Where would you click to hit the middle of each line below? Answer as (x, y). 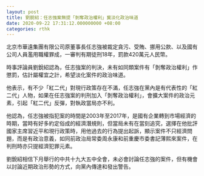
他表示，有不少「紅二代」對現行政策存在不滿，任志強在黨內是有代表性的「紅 (102, 88)
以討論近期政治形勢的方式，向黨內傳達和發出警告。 (70, 167)
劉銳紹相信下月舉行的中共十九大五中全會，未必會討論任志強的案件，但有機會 (102, 159)
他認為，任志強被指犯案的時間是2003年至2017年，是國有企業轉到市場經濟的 (101, 116)
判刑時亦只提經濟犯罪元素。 (41, 146)
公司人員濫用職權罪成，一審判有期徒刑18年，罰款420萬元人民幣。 (89, 55)
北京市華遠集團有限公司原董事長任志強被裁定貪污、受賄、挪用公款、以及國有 (102, 47)
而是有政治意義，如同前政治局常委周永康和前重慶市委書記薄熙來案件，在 (107, 139)
